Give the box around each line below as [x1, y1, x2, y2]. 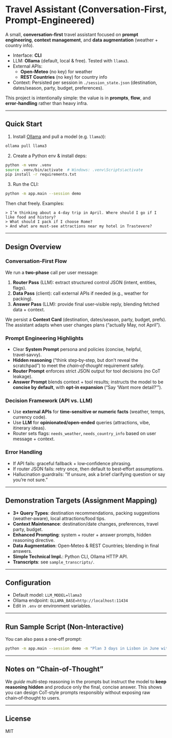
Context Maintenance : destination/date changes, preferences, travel [12, 520, 159, 527]
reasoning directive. [12, 537, 55, 543]
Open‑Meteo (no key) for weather [20, 68, 93, 75]
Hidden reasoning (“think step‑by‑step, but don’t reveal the [12, 357, 138, 363]
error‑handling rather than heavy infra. [5, 100, 88, 106]
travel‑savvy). [12, 352, 42, 358]
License [5, 714, 31, 723]
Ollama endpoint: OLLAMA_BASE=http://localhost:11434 [12, 597, 128, 603]
